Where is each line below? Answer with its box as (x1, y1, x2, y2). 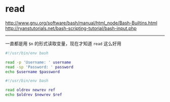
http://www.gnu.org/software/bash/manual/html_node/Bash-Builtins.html (5, 20, 158, 26)
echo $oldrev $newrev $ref (5, 92, 62, 97)
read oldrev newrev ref (5, 87, 56, 93)
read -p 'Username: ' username (5, 59, 71, 65)
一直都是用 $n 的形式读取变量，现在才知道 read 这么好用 (5, 40, 121, 46)
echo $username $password (5, 69, 60, 74)
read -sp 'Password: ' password (5, 64, 73, 70)
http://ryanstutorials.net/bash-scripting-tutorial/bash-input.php (5, 25, 137, 31)
